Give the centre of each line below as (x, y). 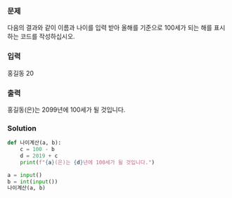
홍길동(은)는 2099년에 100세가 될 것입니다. (66, 110)
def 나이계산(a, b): (34, 143)
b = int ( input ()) (33, 181)
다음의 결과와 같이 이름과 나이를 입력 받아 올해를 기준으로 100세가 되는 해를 (110, 28)
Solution (22, 128)
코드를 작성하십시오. (47, 37)
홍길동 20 (20, 73)
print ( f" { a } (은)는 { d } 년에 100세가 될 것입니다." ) (88, 162)
